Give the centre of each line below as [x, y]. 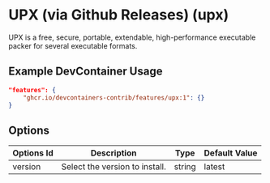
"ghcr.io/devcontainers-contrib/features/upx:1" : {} [114, 98]
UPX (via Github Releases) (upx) [119, 15]
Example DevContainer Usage [86, 72]
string [185, 167]
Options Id [33, 153]
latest [214, 167]
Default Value [231, 153]
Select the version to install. [114, 167]
